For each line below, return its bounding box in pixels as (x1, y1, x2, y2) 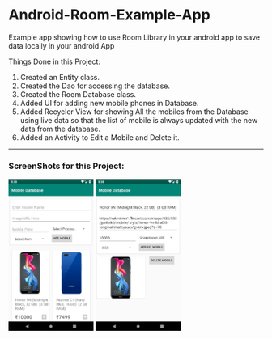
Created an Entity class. (19, 72, 100, 82)
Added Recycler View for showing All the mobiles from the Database (19, 107, 249, 117)
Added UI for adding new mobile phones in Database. (19, 98, 199, 108)
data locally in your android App (8, 40, 115, 50)
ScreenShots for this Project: (8, 160, 125, 172)
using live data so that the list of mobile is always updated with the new (19, 115, 258, 125)
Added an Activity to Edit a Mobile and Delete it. (19, 132, 180, 142)
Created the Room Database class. (19, 89, 136, 99)
